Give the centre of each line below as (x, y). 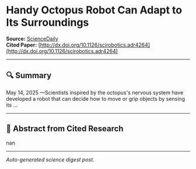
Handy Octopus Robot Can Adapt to (94, 10)
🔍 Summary (29, 75)
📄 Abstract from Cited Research (65, 129)
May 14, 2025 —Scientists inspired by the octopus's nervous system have (95, 92)
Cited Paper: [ (23, 45)
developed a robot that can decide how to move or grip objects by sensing (96, 98)
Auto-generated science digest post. (50, 159)
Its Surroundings (48, 22)
